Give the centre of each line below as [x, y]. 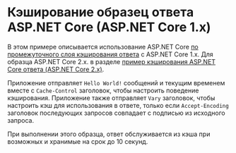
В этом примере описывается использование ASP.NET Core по [103, 47]
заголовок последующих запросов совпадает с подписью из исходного [116, 113]
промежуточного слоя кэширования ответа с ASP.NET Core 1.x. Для [110, 54]
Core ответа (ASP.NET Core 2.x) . [56, 69]
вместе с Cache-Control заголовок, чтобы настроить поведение [103, 90]
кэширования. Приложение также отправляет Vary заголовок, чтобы [111, 98]
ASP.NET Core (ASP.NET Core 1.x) [109, 27]
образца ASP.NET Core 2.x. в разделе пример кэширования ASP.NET [112, 61]
